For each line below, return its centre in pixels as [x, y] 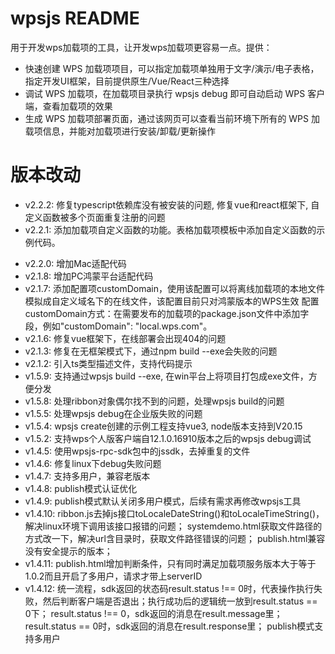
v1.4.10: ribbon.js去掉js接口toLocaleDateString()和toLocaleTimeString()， [174, 513]
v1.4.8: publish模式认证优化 [81, 488]
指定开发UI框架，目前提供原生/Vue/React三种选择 [127, 81]
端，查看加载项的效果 [68, 106]
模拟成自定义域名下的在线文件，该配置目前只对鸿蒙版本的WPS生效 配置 [172, 301]
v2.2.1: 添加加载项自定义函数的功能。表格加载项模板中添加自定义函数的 [170, 229]
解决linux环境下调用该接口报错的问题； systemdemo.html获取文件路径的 [173, 526]
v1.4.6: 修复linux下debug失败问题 [93, 463]
